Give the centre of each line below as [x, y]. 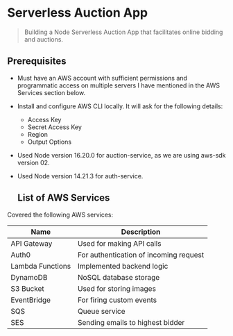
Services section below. [51, 92]
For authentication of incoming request [141, 255]
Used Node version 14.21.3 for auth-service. [80, 176]
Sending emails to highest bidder [131, 322]
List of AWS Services [63, 198]
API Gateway [32, 243]
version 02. [33, 162]
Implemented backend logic [123, 266]
